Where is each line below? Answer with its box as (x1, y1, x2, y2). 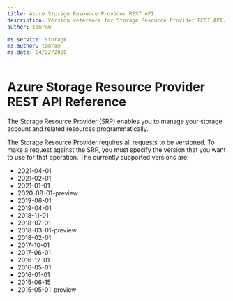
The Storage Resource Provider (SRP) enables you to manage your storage (7, 117, 223, 125)
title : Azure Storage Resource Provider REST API (7, 10, 155, 17)
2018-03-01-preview (17, 225, 77, 234)
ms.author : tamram (7, 43, 61, 50)
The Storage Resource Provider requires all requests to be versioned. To (7, 138, 215, 146)
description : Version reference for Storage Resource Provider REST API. (7, 17, 227, 24)
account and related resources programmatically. (7, 124, 149, 133)
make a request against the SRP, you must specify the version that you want (7, 145, 226, 154)
